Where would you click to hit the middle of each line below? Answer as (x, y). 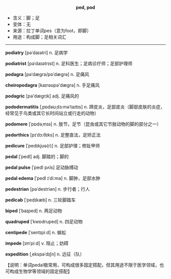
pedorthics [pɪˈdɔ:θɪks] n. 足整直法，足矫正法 (53, 135)
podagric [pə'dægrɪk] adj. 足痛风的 (42, 96)
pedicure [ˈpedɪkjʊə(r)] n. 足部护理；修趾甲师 (53, 146)
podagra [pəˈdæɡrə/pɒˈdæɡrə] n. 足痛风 (47, 74)
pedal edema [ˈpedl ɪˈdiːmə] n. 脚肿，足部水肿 (53, 178)
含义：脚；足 (26, 18)
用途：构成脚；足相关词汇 (39, 37)
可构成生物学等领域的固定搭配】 (39, 271)
